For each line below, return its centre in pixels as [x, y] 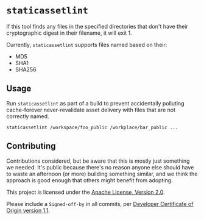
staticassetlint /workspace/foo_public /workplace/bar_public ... [92, 127]
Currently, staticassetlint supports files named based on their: [87, 44]
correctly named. [28, 116]
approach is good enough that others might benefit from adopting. [90, 180]
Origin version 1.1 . [28, 210]
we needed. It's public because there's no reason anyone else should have [100, 167]
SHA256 [26, 69]
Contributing [31, 146]
